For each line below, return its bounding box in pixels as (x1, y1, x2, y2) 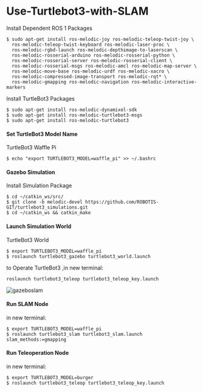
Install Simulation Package (6, 182, 72, 190)
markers (6, 84, 26, 90)
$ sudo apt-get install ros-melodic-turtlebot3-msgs (6, 112, 143, 118)
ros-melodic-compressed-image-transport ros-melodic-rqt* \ (12, 73, 167, 80)
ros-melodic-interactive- (131, 79, 198, 85)
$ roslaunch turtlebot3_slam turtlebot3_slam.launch (6, 331, 143, 337)
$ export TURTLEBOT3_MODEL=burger (6, 374, 94, 380)
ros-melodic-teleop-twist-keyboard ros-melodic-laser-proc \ (12, 41, 170, 48)
